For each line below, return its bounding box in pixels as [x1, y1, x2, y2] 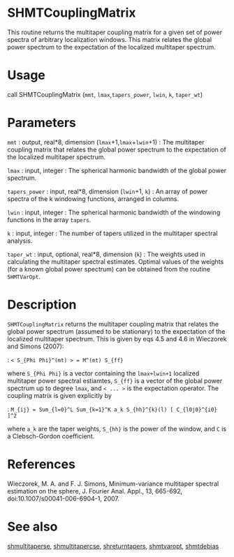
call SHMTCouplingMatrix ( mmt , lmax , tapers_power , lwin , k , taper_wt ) [7, 90, 203, 98]
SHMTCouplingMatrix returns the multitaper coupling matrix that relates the [7, 320, 219, 328]
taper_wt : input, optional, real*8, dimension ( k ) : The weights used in [7, 250, 206, 258]
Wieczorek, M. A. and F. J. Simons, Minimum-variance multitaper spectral [7, 480, 219, 488]
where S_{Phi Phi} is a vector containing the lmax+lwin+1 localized [7, 369, 200, 378]
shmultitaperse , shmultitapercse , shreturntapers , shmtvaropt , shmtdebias [7, 542, 219, 550]
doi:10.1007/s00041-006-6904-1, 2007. [7, 494, 120, 503]
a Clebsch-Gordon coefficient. [7, 431, 95, 440]
